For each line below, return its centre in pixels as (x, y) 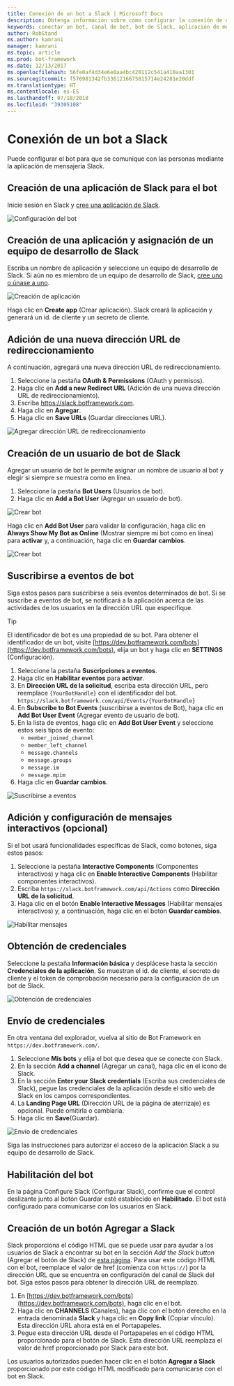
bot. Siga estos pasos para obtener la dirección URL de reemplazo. (103, 1282)
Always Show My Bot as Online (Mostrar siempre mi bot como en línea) (110, 533)
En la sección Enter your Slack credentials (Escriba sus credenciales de (121, 1081)
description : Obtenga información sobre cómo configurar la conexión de (115, 20)
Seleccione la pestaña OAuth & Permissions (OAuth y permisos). (111, 381)
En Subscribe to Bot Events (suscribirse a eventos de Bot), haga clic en (120, 707)
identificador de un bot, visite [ (51, 642)
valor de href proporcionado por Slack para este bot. (93, 1348)
